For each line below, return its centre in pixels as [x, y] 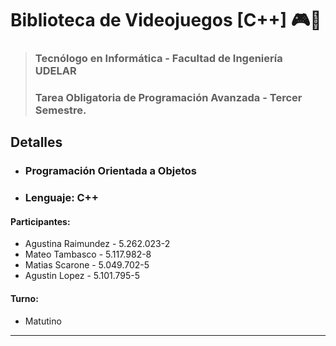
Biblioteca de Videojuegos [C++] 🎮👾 [166, 20]
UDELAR [55, 71]
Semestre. [60, 110]
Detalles [36, 142]
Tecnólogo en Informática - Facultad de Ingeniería [158, 59]
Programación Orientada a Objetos [110, 171]
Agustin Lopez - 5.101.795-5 [82, 276]
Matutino [43, 321]
